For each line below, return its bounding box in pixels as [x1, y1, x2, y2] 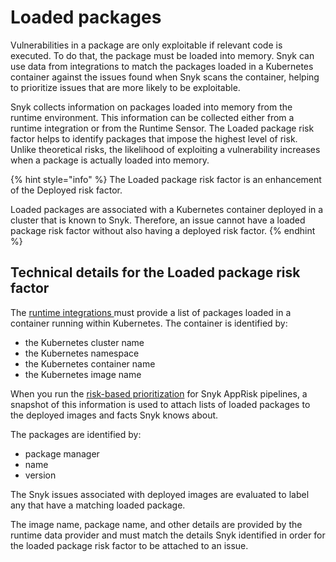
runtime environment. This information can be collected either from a [10, 111, 295, 123]
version [24, 469, 57, 481]
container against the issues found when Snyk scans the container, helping [10, 71, 320, 83]
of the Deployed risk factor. [10, 184, 123, 196]
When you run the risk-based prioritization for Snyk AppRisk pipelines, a [10, 387, 308, 400]
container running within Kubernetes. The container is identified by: [10, 317, 288, 329]
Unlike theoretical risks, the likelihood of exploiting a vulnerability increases [10, 143, 321, 155]
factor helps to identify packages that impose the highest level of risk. [10, 132, 298, 145]
